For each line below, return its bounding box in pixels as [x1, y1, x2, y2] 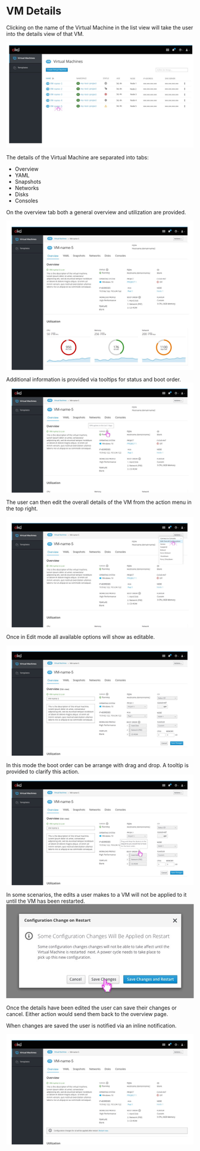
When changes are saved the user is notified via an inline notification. [6, 1022, 177, 1029]
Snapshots [14, 178, 42, 186]
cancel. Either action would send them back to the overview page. [6, 1010, 168, 1017]
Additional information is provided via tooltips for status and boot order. [6, 376, 182, 383]
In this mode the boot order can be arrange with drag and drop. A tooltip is [6, 761, 189, 768]
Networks [14, 184, 39, 192]
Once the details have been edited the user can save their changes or [6, 1004, 177, 1011]
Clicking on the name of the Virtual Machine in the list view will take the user [6, 24, 193, 31]
